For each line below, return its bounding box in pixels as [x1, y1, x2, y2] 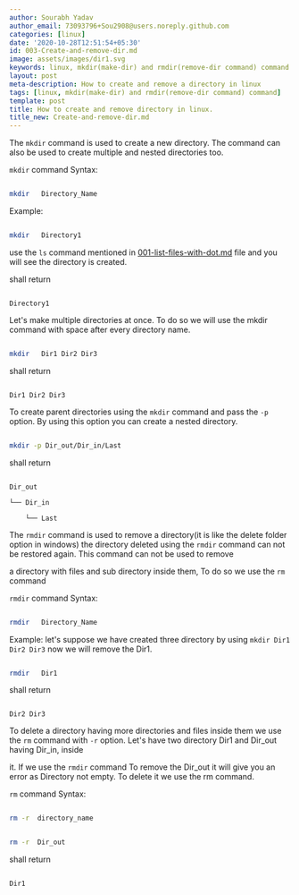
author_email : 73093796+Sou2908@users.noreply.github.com [9, 21, 229, 30]
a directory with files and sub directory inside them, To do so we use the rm [9, 566, 286, 576]
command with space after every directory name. [9, 324, 191, 335]
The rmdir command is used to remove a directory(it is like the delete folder [9, 529, 287, 540]
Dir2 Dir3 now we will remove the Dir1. [9, 644, 153, 654]
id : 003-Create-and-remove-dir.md [9, 47, 138, 55]
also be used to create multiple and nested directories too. [9, 147, 224, 158]
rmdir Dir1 [9, 669, 58, 678]
